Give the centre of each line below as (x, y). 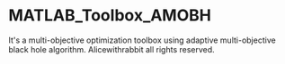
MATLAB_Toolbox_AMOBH (110, 16)
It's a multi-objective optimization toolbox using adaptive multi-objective (142, 40)
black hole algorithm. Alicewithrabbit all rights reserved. (111, 49)
